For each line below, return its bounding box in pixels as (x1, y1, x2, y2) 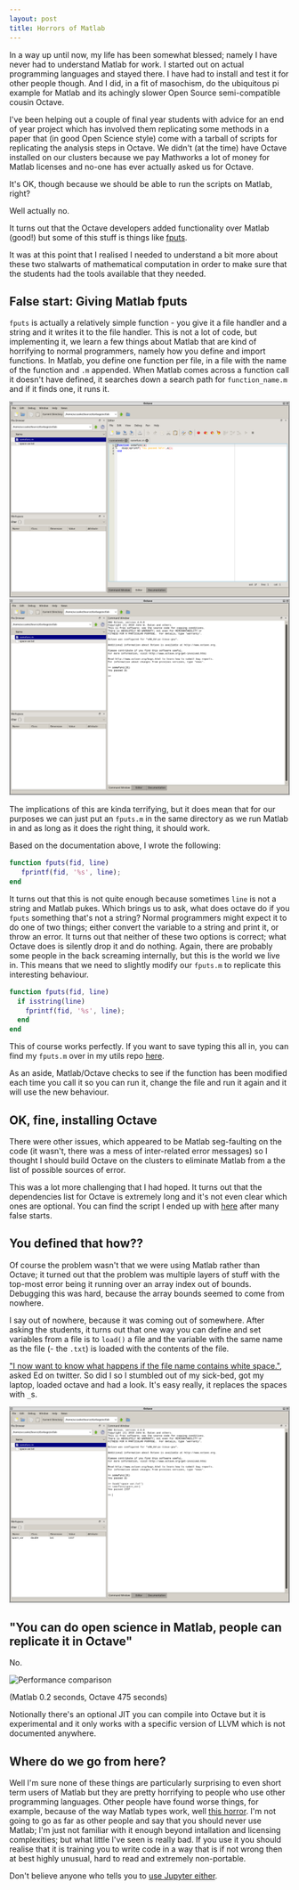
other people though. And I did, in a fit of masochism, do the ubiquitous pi (9, 77, 279, 88)
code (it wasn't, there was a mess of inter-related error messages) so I (9, 1145, 269, 1156)
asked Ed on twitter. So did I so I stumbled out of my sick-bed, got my (9, 1370, 264, 1381)
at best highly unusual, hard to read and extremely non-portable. (9, 1853, 246, 1864)
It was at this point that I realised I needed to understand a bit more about (9, 249, 279, 260)
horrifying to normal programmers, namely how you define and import (9, 346, 266, 356)
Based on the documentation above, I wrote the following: (9, 840, 221, 851)
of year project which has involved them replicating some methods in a (9, 123, 270, 134)
